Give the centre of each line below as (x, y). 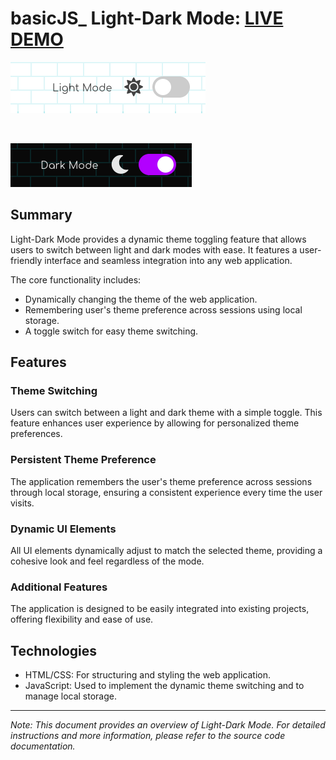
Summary (41, 215)
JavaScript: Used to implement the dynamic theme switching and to (164, 686)
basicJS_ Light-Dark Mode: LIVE (147, 18)
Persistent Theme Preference (83, 460)
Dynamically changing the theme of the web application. (141, 299)
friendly (26, 260)
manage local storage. (70, 696)
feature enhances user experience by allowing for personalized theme (155, 423)
